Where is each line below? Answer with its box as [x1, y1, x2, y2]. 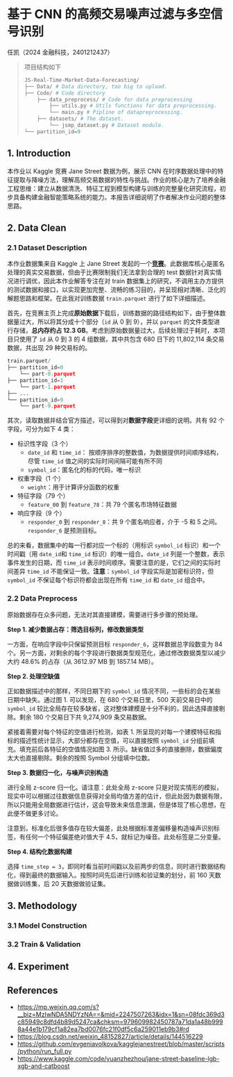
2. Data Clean [7, 222, 67, 234]
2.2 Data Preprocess [7, 594, 78, 603]
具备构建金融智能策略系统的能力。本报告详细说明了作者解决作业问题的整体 [12, 192, 226, 201]
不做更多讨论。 [19, 809, 62, 817]
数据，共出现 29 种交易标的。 [7, 344, 92, 352]
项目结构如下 [24, 62, 61, 71]
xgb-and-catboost [17, 1062, 70, 1070]
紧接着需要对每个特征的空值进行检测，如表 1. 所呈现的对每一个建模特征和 [7, 727, 216, 736]
